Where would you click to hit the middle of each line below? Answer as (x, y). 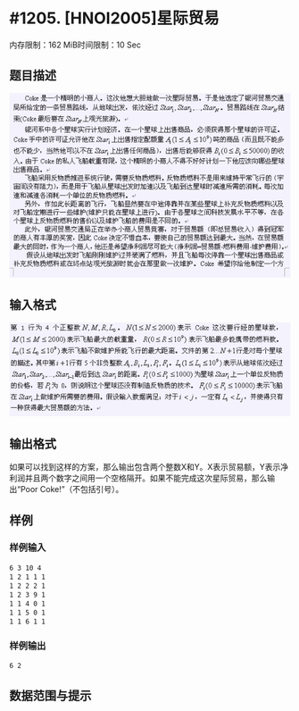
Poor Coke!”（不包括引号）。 (72, 489)
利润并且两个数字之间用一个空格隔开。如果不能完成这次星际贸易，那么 (138, 478)
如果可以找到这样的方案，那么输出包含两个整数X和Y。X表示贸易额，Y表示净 (149, 467)
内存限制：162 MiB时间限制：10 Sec (75, 45)
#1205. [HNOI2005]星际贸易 (115, 18)
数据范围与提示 (50, 695)
